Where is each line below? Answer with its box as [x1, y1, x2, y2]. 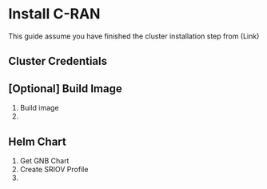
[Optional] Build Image [8, 82, 122, 95]
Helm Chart [8, 135, 66, 148]
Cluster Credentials [8, 54, 108, 68]
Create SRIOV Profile [19, 164, 89, 174]
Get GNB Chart [19, 155, 70, 165]
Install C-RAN [8, 5, 101, 23]
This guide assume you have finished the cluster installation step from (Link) [8, 31, 260, 41]
